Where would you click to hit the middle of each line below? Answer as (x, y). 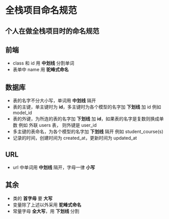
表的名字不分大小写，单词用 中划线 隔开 (54, 101)
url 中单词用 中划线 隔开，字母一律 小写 (54, 167)
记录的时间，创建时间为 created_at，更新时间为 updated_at (75, 138)
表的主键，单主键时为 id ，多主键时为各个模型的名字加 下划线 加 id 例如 (87, 107)
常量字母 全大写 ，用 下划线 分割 (46, 211)
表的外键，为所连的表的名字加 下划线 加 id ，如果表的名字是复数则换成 (86, 119)
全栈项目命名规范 (41, 10)
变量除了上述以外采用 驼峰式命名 (47, 205)
